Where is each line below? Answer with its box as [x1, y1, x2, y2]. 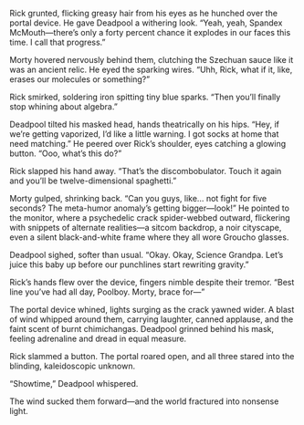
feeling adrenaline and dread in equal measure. [9, 333, 187, 344]
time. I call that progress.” [9, 36, 106, 47]
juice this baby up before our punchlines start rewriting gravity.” [9, 259, 249, 270]
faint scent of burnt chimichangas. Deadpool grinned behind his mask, [9, 324, 275, 334]
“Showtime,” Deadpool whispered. [9, 378, 139, 389]
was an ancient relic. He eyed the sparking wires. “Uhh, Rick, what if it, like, [9, 64, 293, 75]
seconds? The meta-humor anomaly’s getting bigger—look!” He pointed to [9, 202, 290, 213]
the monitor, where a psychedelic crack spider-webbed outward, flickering [9, 212, 290, 223]
